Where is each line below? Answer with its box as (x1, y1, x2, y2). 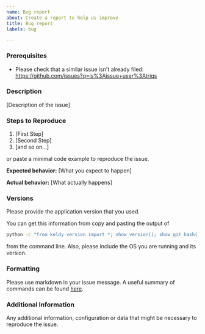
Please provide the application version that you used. (6, 208, 140, 215)
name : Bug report (6, 9, 51, 15)
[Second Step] (15, 137, 52, 144)
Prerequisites (6, 51, 47, 60)
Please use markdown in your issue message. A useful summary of (6, 278, 175, 286)
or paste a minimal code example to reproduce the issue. (6, 155, 149, 163)
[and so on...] (15, 143, 49, 150)
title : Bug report (6, 20, 53, 26)
